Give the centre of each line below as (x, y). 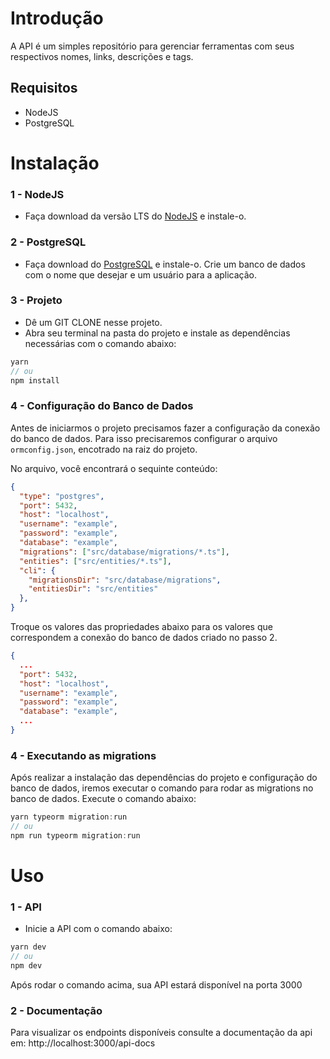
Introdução (57, 18)
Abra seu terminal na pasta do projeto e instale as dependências (157, 333)
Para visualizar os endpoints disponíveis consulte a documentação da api (161, 1033)
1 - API (26, 907)
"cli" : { (37, 570)
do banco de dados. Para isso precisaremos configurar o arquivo (144, 438)
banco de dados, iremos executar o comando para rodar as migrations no (162, 788)
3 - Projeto (36, 300)
